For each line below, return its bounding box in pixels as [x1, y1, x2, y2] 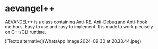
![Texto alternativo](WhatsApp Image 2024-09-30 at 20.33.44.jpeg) [5, 38, 141, 44]
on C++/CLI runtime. [5, 29, 46, 35]
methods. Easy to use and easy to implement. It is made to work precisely [5, 24, 153, 29]
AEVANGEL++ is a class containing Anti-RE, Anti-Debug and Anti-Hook [5, 19, 148, 24]
